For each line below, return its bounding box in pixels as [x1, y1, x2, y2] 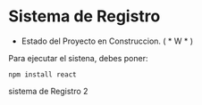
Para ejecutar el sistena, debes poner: [8, 52, 148, 63]
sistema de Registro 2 [8, 85, 88, 96]
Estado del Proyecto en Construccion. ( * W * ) [21, 36, 194, 46]
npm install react [8, 69, 77, 79]
